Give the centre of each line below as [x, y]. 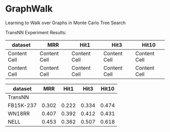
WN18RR [19, 113]
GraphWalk [29, 9]
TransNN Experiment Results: [36, 32]
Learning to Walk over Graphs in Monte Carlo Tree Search [66, 23]
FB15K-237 [22, 105]
